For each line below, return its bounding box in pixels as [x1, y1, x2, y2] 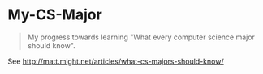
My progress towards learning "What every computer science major [27, 32, 255, 42]
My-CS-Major [7, 6, 102, 24]
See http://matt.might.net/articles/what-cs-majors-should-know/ [7, 56, 224, 66]
